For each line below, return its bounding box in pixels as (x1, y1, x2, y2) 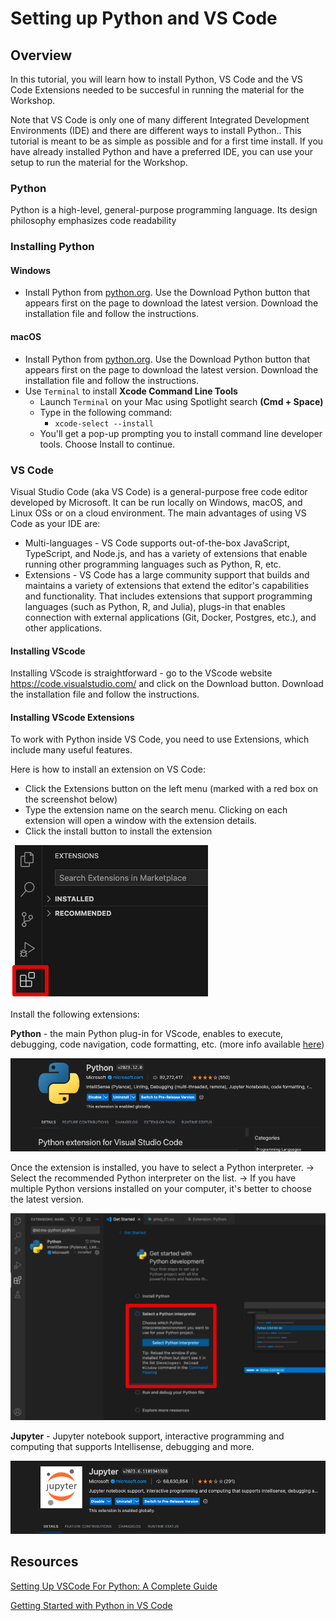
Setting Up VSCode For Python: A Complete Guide (10, 1580, 218, 1592)
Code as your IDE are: (10, 517, 101, 529)
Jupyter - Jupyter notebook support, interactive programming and (10, 1430, 285, 1442)
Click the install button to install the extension (24, 825, 213, 837)
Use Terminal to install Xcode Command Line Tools (24, 385, 238, 397)
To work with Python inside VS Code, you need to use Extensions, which (10, 733, 310, 746)
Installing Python (10, 240, 95, 254)
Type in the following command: (39, 406, 173, 418)
